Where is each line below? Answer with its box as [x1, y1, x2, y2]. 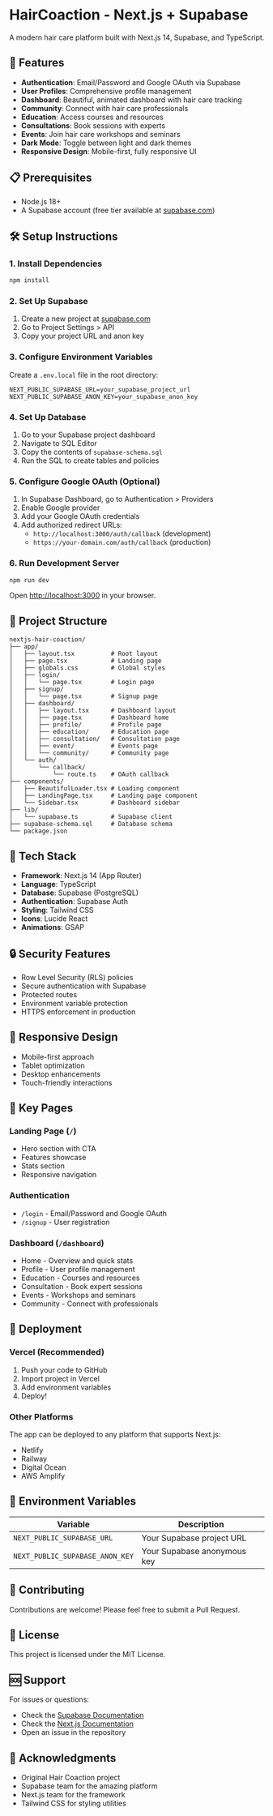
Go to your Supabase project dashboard [20, 430, 156, 439]
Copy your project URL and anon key [20, 331, 144, 341]
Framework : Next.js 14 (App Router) [20, 871, 143, 880]
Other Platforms [9, 1411, 74, 1422]
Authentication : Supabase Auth [20, 897, 129, 906]
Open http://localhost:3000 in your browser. [9, 590, 156, 601]
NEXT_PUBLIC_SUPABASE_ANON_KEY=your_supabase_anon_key [9, 392, 198, 400]
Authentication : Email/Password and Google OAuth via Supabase [20, 77, 241, 87]
